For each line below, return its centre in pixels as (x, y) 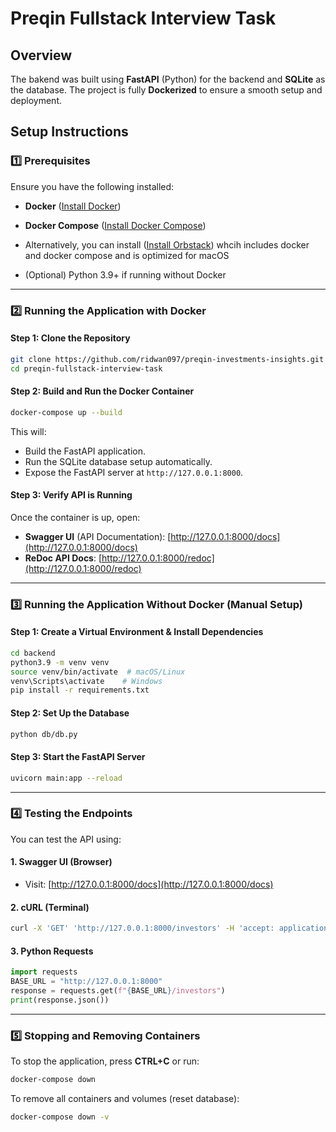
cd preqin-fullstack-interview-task (86, 368)
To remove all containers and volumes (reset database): (125, 1098)
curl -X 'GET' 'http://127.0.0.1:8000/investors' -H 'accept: (142, 928)
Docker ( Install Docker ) (73, 206)
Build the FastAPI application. (85, 451)
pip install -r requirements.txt (80, 690)
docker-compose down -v (60, 1117)
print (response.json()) (60, 1000)
